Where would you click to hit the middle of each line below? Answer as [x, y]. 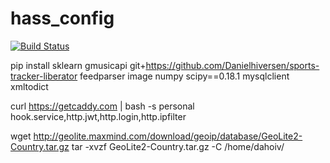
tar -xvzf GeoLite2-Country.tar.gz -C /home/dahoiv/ [178, 146]
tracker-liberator [44, 76]
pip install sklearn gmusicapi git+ [78, 65]
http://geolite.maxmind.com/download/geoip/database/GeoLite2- [168, 136]
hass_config [62, 18]
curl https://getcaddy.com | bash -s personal [102, 106]
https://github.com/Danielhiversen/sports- [232, 65]
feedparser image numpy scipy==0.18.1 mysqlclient [184, 76]
